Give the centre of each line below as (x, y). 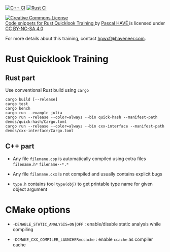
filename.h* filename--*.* (41, 164)
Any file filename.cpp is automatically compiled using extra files (79, 159)
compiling (23, 229)
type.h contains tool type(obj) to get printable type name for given (83, 184)
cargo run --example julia (34, 113)
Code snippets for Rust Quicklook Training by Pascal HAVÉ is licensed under (85, 23)
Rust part (20, 78)
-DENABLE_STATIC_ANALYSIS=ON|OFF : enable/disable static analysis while (87, 224)
